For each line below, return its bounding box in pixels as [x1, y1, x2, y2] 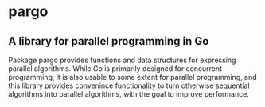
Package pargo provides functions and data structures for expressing [8, 55, 236, 65]
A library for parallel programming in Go [8, 34, 209, 48]
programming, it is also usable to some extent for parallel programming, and [8, 73, 257, 81]
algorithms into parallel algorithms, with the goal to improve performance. [8, 89, 249, 98]
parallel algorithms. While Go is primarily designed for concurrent [8, 64, 223, 73]
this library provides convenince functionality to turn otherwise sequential [8, 81, 250, 90]
